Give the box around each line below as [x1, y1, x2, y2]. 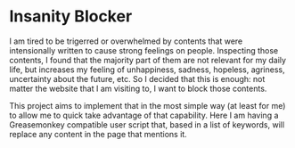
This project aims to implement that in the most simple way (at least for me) [9, 100, 286, 111]
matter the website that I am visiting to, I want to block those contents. [9, 83, 267, 94]
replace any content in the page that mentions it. [9, 128, 187, 139]
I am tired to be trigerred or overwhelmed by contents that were [9, 36, 243, 46]
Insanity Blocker [9, 6, 133, 27]
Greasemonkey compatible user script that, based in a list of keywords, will [9, 119, 285, 130]
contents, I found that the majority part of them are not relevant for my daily [9, 54, 287, 65]
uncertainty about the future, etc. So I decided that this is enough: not [9, 73, 266, 84]
